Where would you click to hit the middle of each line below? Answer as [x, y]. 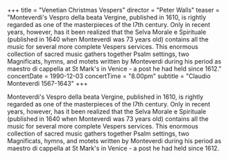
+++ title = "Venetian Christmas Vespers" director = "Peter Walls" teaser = [114, 10]
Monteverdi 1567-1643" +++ [47, 83]
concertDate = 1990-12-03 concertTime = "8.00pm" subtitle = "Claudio [109, 76]
